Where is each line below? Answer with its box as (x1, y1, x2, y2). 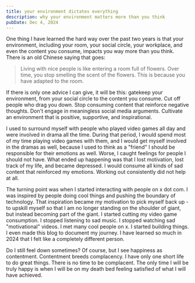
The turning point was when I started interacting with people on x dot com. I (6, 186, 188, 193)
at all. (6, 174, 19, 181)
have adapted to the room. (20, 78, 84, 85)
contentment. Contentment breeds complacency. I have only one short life (6, 253, 185, 260)
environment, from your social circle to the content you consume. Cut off (6, 95, 180, 102)
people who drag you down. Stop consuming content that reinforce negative (6, 102, 189, 109)
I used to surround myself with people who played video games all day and (6, 125, 186, 132)
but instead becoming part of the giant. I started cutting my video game (6, 211, 178, 218)
